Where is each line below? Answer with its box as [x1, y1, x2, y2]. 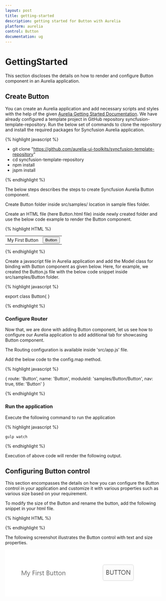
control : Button [5, 29, 39, 34]
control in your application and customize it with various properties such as [5, 485, 159, 492]
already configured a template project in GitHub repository [5, 116, 125, 122]
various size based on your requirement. [5, 491, 88, 497]
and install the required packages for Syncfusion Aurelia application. [5, 127, 145, 133]
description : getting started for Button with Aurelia [5, 18, 121, 23]
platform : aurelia [5, 24, 43, 29]
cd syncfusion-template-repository [12, 157, 84, 163]
